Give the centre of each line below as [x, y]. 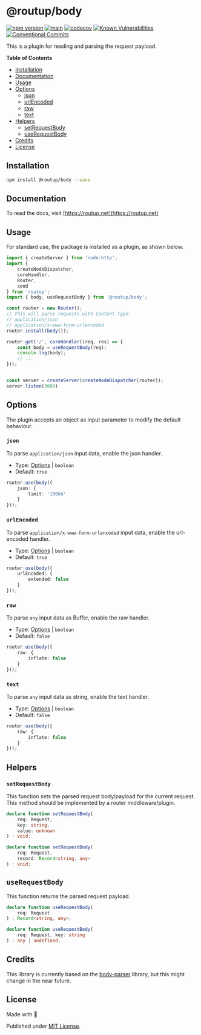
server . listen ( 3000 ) [32, 386]
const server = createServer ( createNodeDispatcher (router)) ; [85, 380]
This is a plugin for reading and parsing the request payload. [82, 46]
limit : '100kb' [47, 494]
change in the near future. [39, 980]
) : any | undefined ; [34, 941]
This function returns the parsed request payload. [68, 896]
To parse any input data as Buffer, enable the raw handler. [78, 618]
